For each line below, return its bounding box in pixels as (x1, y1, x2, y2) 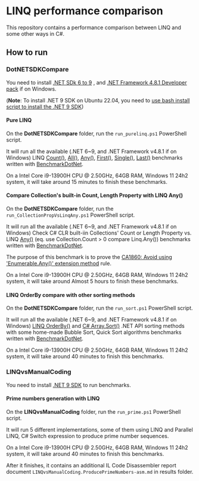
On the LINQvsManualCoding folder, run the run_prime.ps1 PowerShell (6, 408, 181, 415)
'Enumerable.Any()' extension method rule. (6, 260, 112, 267)
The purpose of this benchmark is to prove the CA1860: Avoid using (6, 254, 173, 261)
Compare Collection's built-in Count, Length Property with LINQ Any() (6, 192, 184, 199)
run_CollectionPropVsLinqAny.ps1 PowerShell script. (6, 211, 135, 218)
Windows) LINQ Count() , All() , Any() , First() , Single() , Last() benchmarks (6, 154, 183, 161)
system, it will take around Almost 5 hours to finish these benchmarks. (6, 278, 179, 285)
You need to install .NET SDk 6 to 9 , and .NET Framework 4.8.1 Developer (6, 79, 188, 86)
